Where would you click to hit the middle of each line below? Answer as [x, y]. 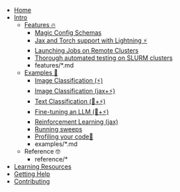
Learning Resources [42, 167]
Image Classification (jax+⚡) [75, 91]
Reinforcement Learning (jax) [76, 122]
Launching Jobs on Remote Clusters [87, 50]
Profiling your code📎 [64, 136]
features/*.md [54, 65]
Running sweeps [58, 129]
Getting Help [32, 174]
